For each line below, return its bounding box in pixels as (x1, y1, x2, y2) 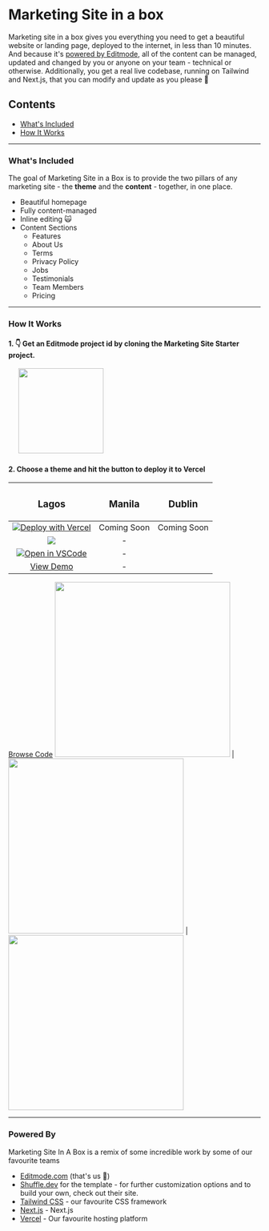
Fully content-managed (19, 206, 98, 215)
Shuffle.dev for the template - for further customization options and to (19, 1179, 251, 1189)
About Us (31, 240, 63, 250)
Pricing (31, 291, 56, 301)
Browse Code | (8, 750, 235, 760)
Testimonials (31, 274, 74, 283)
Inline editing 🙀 (19, 215, 72, 224)
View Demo (30, 561, 74, 572)
